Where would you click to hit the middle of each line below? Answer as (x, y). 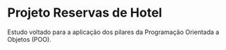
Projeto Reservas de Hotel (85, 13)
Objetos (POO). (29, 39)
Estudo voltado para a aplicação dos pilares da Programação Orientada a (113, 32)
